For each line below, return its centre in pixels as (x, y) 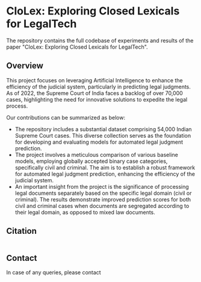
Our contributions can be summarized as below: (66, 117)
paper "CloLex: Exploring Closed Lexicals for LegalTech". (77, 47)
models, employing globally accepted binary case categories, (91, 161)
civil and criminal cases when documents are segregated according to (102, 206)
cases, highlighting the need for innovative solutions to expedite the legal (97, 99)
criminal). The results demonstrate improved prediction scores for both (103, 199)
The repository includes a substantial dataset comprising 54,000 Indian (103, 129)
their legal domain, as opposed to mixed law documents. (85, 212)
